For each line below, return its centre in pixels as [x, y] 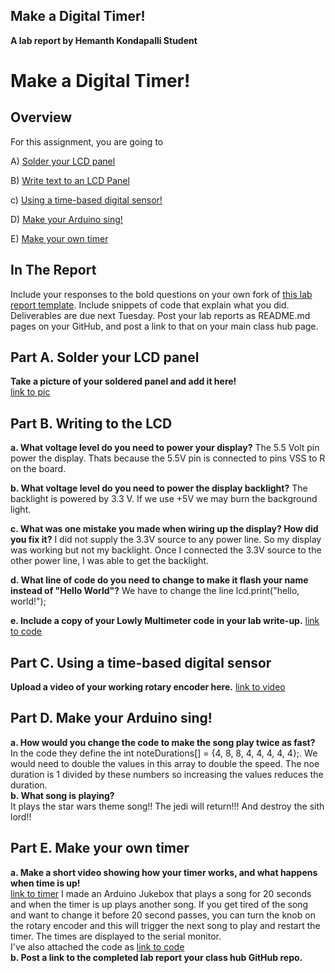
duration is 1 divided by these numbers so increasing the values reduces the [167, 774]
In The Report [53, 270]
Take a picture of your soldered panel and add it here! [123, 381]
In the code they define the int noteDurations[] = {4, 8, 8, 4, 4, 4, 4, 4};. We [164, 753]
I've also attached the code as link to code [97, 946]
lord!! [21, 816]
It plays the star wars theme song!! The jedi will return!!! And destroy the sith [167, 806]
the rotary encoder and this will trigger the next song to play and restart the [165, 925]
